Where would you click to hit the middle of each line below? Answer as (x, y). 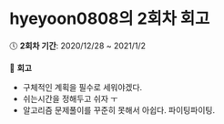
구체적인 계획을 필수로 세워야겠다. (82, 87)
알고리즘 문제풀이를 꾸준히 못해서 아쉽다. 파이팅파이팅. (119, 109)
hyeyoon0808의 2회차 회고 (110, 19)
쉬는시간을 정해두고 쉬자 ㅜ (70, 98)
